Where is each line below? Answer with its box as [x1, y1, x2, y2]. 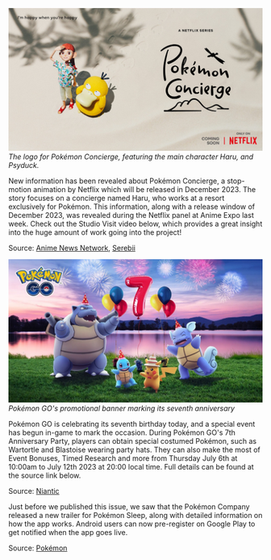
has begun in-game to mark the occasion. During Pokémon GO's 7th [8, 428, 236, 437]
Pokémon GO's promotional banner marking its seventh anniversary [8, 403, 236, 413]
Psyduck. [8, 161, 40, 169]
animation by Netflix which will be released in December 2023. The [33, 185, 256, 194]
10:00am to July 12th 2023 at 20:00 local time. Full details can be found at [8, 462, 254, 471]
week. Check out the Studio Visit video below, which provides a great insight [8, 219, 263, 228]
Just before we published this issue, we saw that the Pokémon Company [8, 501, 250, 512]
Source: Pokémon [8, 543, 68, 553]
